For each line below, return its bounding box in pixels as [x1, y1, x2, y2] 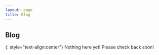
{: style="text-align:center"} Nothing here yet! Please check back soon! [5, 44, 154, 50]
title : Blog [5, 12, 30, 17]
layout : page [5, 7, 33, 13]
